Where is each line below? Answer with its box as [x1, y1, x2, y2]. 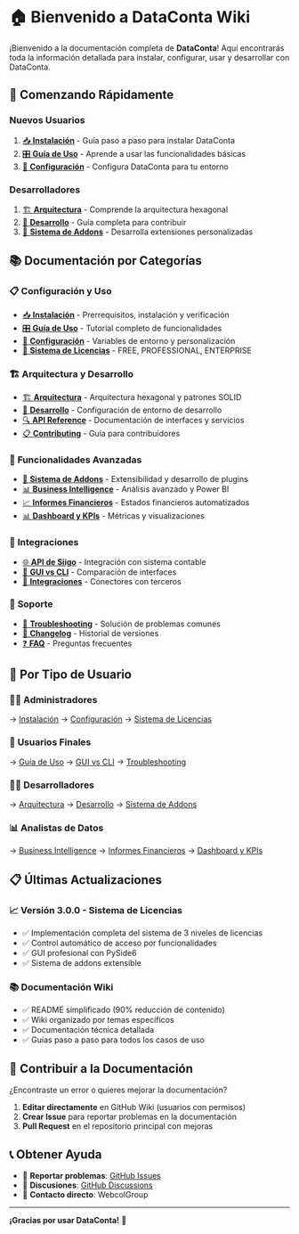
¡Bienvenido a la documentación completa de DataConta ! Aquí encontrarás [9, 42, 285, 53]
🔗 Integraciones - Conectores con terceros [21, 576, 182, 586]
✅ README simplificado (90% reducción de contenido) [21, 1004, 225, 1016]
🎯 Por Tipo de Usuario [9, 667, 132, 682]
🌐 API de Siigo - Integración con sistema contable [21, 556, 206, 567]
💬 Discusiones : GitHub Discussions [21, 1180, 153, 1190]
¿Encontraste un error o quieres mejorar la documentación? [9, 1084, 228, 1096]
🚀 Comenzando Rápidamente [9, 87, 174, 102]
